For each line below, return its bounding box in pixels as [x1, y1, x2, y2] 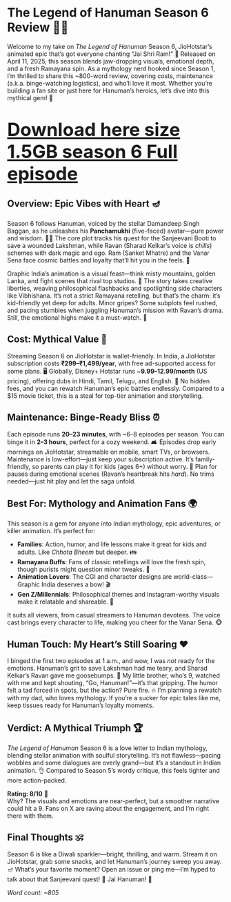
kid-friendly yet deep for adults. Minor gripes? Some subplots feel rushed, [7, 298, 218, 307]
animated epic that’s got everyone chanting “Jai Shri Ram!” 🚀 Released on [7, 50, 216, 58]
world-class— [173, 573, 214, 581]
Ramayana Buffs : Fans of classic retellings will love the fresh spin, [17, 558, 206, 566]
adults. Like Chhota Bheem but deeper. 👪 [17, 548, 138, 557]
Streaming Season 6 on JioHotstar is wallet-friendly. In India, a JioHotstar [7, 352, 216, 360]
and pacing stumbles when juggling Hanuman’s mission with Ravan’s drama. [7, 306, 223, 314]
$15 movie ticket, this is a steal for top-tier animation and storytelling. [7, 392, 203, 400]
